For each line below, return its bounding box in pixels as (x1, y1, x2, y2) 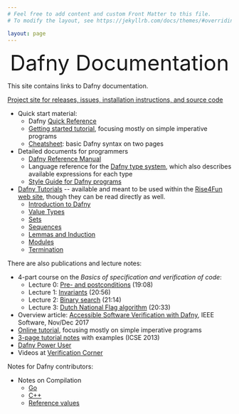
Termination (28, 245, 64, 254)
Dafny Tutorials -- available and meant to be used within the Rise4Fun (17, 185, 223, 193)
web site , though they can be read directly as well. (17, 193, 166, 201)
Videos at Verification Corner (17, 349, 103, 357)
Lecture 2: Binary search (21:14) (28, 296, 122, 304)
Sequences (28, 223, 62, 231)
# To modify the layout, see (7, 17, 94, 24)
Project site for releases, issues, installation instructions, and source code (7, 95, 223, 104)
